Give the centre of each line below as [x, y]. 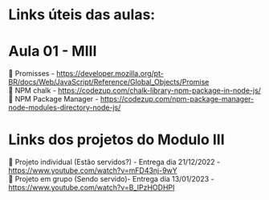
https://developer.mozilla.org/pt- [110, 74]
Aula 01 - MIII [53, 52]
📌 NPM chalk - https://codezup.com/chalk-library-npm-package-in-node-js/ [134, 90]
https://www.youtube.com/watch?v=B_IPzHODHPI [92, 188]
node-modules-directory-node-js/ [65, 108]
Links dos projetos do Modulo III [116, 140]
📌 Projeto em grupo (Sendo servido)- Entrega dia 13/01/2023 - [111, 179]
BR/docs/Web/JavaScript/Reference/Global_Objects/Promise [109, 82]
